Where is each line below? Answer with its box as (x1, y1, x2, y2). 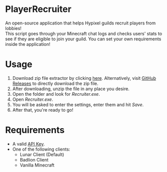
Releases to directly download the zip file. (12, 80, 99, 86)
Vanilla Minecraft (19, 162, 55, 168)
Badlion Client (19, 157, 49, 163)
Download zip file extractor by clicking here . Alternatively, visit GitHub (12, 75, 156, 81)
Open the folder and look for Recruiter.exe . (12, 91, 100, 97)
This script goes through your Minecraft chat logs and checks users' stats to (5, 30, 163, 36)
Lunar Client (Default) (19, 151, 64, 158)
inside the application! (5, 41, 51, 47)
